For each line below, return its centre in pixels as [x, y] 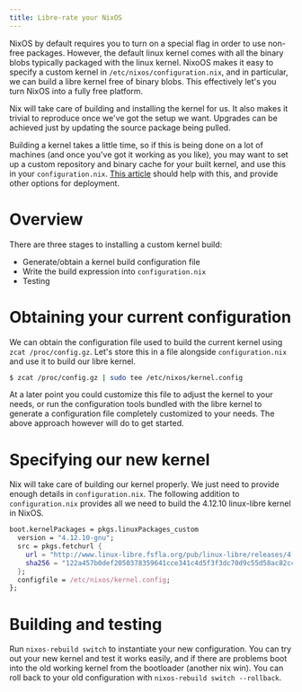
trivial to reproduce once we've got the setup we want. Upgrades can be [144, 118]
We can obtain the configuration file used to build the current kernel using [146, 342]
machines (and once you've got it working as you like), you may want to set [149, 155]
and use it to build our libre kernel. [73, 361]
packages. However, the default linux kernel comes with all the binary [155, 53]
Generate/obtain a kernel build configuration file [111, 262]
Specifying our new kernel [110, 460]
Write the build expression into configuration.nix [114, 271]
